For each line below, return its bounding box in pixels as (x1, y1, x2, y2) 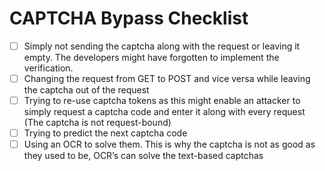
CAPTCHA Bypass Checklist (9, 7, 249, 30)
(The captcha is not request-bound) (23, 117, 172, 129)
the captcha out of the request (23, 84, 150, 96)
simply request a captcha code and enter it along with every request (23, 106, 306, 118)
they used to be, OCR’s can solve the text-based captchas (23, 150, 264, 162)
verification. (23, 62, 74, 74)
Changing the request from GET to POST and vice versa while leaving (23, 73, 311, 84)
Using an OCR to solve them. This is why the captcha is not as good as (23, 138, 316, 151)
